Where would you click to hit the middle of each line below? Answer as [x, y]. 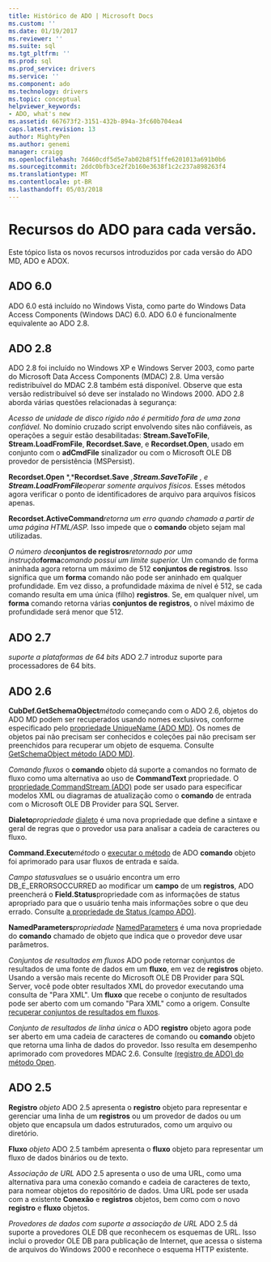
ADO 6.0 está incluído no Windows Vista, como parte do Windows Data [127, 306]
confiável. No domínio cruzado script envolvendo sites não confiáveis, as [130, 427]
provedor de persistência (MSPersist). [72, 461]
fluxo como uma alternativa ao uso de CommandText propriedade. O [124, 778]
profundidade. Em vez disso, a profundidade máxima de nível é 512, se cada [135, 586]
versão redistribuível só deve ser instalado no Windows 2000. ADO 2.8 [126, 394]
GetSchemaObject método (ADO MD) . [72, 754]
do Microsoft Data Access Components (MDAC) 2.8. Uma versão [116, 377]
